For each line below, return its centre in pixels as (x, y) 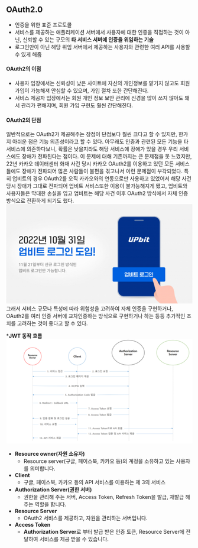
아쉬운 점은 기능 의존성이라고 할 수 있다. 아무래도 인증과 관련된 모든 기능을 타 (100, 142)
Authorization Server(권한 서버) (53, 489)
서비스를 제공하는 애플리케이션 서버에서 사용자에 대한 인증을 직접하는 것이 (99, 32)
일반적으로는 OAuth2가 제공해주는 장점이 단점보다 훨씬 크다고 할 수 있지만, (92, 134)
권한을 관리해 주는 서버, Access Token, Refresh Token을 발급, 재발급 (104, 497)
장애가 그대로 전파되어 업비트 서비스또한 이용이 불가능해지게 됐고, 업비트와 (102, 186)
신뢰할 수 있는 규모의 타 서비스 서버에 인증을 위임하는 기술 (88, 39)
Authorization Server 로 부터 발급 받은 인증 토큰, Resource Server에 (104, 532)
